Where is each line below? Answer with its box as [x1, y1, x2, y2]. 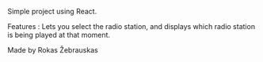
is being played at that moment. [7, 31, 111, 39]
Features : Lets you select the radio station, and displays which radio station [7, 22, 255, 31]
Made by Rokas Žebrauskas [7, 46, 98, 54]
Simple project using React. [7, 7, 97, 16]
